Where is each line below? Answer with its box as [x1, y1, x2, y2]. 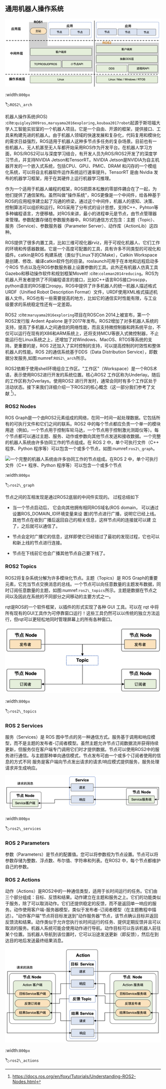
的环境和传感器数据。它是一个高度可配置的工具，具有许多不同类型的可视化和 [5, 246, 161, 251]
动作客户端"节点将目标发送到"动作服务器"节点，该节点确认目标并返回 [18, 913, 159, 919]
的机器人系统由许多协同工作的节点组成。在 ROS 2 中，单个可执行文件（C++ [5, 439, 159, 446]
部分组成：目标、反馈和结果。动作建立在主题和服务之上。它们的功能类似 [13, 894, 161, 900]
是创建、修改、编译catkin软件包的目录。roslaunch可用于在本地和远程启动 [5, 258, 155, 264]
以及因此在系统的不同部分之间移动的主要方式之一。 [9, 593, 114, 599]
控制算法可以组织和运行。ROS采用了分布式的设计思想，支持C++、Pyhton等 [5, 204, 159, 210]
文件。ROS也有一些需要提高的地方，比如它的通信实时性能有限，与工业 [13, 295, 157, 301]
